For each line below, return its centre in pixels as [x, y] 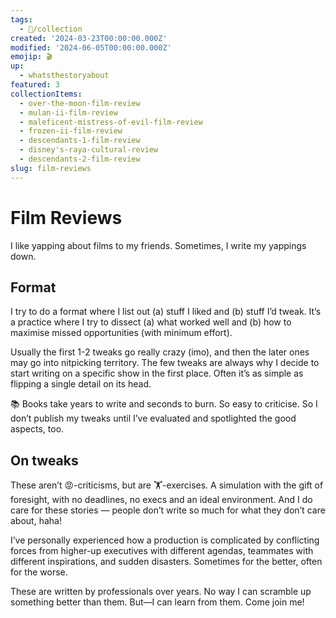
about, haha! [36, 521]
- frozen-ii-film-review [71, 131]
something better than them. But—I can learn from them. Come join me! [157, 602]
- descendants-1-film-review [80, 141]
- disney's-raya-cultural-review [89, 150]
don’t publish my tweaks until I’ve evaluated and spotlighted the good [153, 418]
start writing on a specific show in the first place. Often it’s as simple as [157, 373]
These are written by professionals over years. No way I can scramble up [161, 592]
